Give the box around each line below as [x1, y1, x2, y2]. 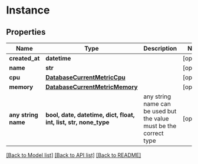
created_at [9, 54, 40, 62]
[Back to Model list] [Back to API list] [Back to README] [6, 152, 141, 159]
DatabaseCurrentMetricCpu [45, 73, 126, 81]
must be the [143, 122, 177, 130]
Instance [6, 4, 50, 17]
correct [143, 129, 164, 137]
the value [143, 115, 169, 122]
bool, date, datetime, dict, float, [45, 111, 135, 119]
